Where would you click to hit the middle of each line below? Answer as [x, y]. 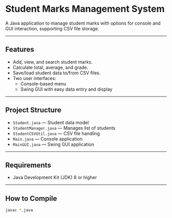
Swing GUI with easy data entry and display [66, 89]
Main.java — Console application [48, 138]
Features [20, 49]
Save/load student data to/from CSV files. [57, 73]
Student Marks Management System [85, 9]
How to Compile [31, 198]
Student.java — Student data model [51, 122]
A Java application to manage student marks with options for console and [83, 23]
